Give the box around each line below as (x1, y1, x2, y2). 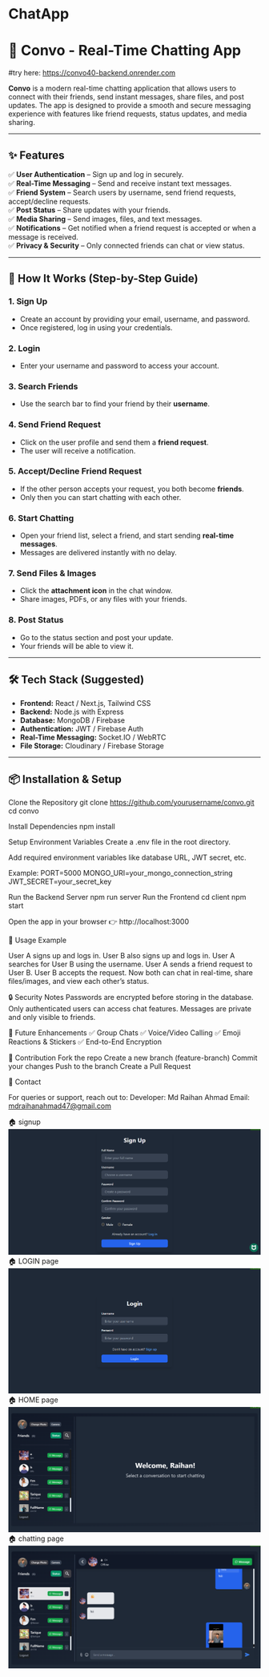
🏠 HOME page (8, 1395, 58, 1405)
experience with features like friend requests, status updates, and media (8, 109, 247, 119)
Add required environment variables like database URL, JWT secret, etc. (8, 853, 247, 862)
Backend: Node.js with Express (19, 707, 124, 716)
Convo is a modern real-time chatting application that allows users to (8, 83, 236, 93)
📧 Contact (8, 1077, 42, 1086)
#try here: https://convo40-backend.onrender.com (8, 68, 176, 78)
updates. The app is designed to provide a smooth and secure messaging (8, 101, 251, 111)
